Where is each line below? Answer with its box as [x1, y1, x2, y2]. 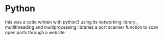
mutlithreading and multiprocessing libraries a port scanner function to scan [5, 24, 159, 30]
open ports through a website [5, 29, 65, 35]
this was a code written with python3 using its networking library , [5, 19, 138, 25]
